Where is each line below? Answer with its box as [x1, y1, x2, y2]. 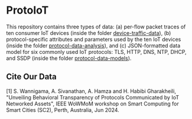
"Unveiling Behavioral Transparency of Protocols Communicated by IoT [6, 94, 179, 101]
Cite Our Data [6, 72, 57, 82]
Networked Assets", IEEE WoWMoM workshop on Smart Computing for [6, 100, 179, 107]
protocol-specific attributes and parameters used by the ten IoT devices [6, 36, 181, 43]
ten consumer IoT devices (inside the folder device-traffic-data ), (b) [6, 29, 171, 36]
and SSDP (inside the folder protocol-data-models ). [6, 54, 132, 62]
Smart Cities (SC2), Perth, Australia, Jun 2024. [6, 106, 119, 113]
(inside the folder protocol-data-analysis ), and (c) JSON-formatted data [6, 42, 181, 49]
